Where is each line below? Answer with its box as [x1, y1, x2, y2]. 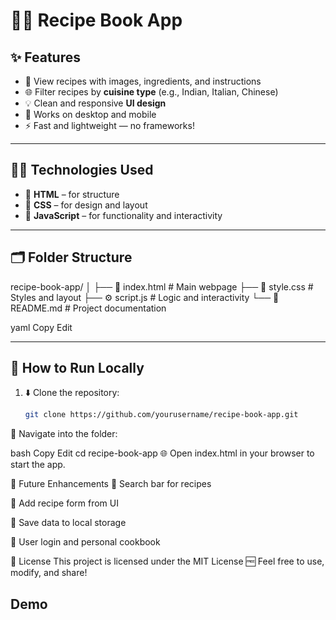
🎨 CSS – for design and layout [24, 199, 148, 211]
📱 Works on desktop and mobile [24, 109, 157, 120]
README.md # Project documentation [10, 302, 167, 314]
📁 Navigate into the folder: [10, 428, 118, 440]
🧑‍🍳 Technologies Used [10, 162, 154, 179]
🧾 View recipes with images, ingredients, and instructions [24, 75, 262, 87]
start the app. [10, 459, 66, 471]
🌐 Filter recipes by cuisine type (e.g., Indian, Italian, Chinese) [24, 86, 279, 98]
